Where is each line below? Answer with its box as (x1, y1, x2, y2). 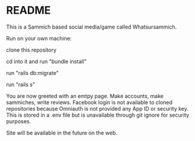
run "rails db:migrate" (6, 69, 59, 76)
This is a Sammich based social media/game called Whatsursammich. (6, 23, 177, 30)
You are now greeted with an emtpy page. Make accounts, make (6, 92, 164, 99)
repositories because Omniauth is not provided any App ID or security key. (6, 105, 188, 112)
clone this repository (6, 46, 56, 54)
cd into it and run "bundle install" (6, 58, 87, 65)
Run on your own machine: (6, 35, 72, 42)
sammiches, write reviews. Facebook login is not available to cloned (6, 99, 173, 106)
